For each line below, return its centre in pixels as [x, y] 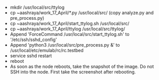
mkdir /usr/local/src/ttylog [37, 7]
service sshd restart [31, 56]
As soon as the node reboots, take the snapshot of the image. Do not [82, 66]
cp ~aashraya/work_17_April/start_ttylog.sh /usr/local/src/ [70, 23]
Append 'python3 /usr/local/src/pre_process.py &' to [65, 45]
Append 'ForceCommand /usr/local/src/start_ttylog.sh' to [70, 34]
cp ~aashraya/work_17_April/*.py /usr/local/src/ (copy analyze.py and [82, 13]
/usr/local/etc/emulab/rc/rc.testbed [47, 50]
